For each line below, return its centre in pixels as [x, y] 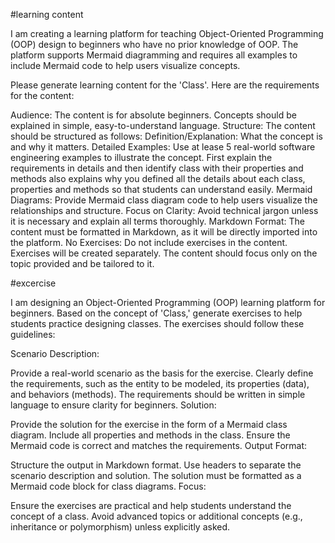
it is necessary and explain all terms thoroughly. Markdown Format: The [157, 221]
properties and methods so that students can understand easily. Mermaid [161, 189]
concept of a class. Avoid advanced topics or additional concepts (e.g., [156, 516]
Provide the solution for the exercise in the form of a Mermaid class [149, 424]
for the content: [42, 95]
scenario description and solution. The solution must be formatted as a [156, 475]
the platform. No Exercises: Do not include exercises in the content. [149, 242]
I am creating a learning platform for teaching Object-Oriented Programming [167, 33]
